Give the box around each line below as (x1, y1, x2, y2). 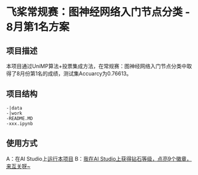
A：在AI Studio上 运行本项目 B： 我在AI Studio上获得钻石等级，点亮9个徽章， (6, 155, 192, 162)
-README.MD (6, 115, 33, 122)
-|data (6, 105, 23, 111)
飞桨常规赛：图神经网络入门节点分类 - (6, 5, 190, 19)
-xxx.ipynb (6, 120, 33, 126)
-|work (6, 110, 23, 116)
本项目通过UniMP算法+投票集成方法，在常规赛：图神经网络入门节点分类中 (6, 63, 187, 69)
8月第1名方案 (6, 20, 70, 34)
